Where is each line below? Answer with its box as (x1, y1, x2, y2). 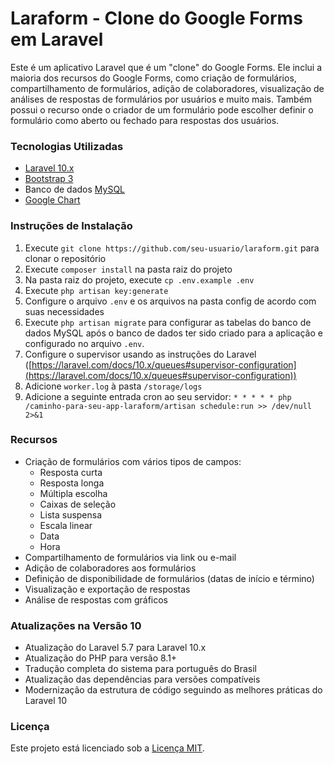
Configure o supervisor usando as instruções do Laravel (24, 348, 257, 360)
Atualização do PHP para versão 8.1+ (24, 652, 178, 664)
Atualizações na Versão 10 (10, 618, 142, 632)
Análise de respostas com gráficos (24, 593, 168, 606)
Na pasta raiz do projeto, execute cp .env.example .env (24, 273, 255, 286)
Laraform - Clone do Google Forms (10, 7, 303, 30)
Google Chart (24, 194, 81, 206)
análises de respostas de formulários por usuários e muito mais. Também (10, 93, 313, 105)
